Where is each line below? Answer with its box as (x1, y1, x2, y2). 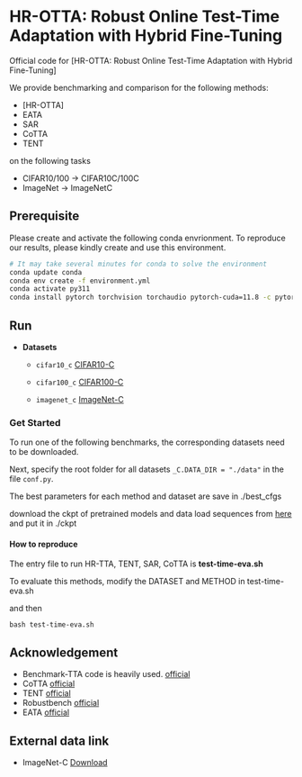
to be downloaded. (9, 447, 79, 457)
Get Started (9, 416, 61, 429)
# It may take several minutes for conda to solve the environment (9, 259, 268, 268)
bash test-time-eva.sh (9, 620, 94, 629)
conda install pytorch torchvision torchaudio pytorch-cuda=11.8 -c (9, 293, 271, 303)
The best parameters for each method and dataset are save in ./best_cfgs (9, 491, 282, 501)
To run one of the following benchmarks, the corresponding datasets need (9, 437, 285, 447)
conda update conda (9, 267, 83, 276)
